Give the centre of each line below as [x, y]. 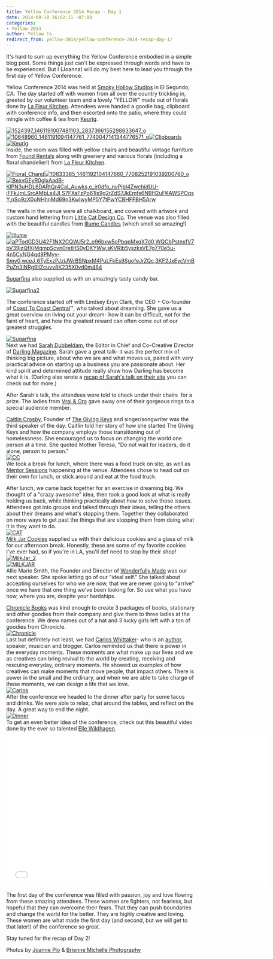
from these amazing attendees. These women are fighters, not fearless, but [99, 901]
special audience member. [39, 408]
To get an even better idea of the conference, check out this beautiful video [99, 722]
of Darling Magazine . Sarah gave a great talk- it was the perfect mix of [93, 351]
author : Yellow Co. [31, 34]
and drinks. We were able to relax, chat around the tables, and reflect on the [100, 703]
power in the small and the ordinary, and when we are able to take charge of [100, 678]
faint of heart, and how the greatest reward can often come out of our [92, 321]
